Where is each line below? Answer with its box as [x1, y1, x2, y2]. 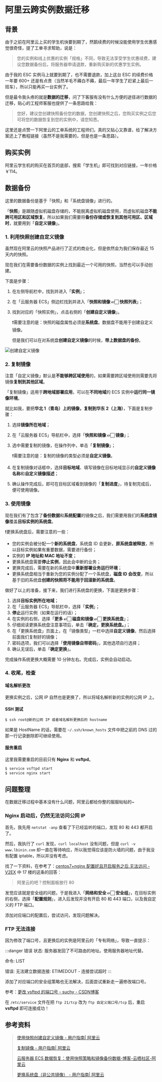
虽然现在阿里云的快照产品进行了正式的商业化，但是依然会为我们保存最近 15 [5, 245, 154, 251]
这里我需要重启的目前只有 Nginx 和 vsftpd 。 [5, 756, 93, 762]
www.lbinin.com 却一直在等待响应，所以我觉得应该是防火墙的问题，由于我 [5, 847, 151, 853]
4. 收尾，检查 [5, 670, 36, 677]
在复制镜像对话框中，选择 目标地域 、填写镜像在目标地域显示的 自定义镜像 [12, 465, 156, 470]
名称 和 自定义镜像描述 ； [12, 471, 59, 477]
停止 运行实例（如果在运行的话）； [12, 610, 78, 615]
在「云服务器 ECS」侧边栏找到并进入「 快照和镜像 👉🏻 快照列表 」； [12, 299, 143, 305]
